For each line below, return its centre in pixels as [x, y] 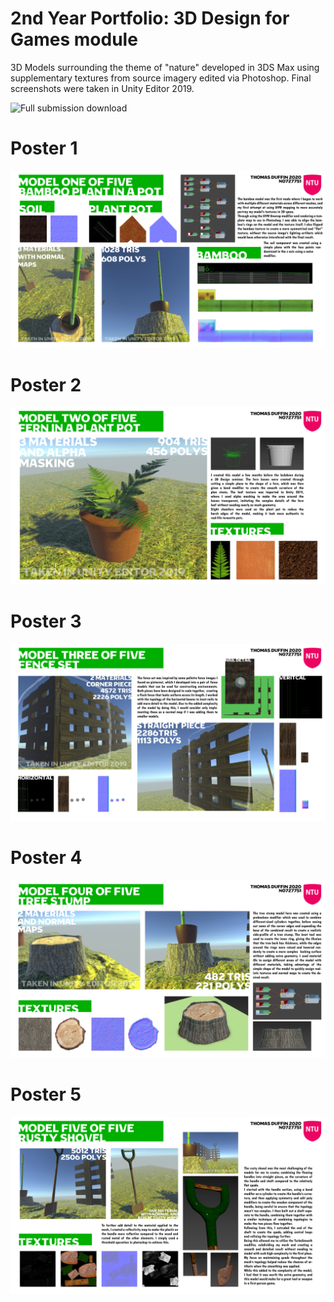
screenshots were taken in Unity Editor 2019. [102, 88]
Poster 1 [44, 148]
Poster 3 [46, 621]
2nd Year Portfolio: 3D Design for [150, 18]
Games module [74, 39]
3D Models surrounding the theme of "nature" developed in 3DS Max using [165, 67]
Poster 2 [46, 384]
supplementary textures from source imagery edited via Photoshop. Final [161, 78]
